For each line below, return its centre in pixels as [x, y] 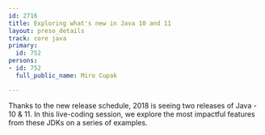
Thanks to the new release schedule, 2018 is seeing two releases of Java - [132, 105]
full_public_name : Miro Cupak [66, 76]
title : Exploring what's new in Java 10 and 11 [90, 23]
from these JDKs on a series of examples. [78, 122]
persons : [23, 61]
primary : [23, 46]
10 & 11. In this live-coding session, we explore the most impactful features [132, 114]
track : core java [38, 38]
